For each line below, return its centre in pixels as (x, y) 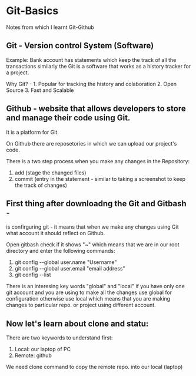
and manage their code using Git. (68, 118)
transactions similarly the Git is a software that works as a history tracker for (99, 66)
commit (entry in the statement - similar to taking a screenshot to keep (100, 179)
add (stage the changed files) (50, 173)
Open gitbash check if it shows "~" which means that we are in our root (93, 245)
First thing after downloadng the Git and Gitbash (96, 204)
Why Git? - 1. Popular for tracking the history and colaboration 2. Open (92, 84)
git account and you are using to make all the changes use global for (89, 292)
